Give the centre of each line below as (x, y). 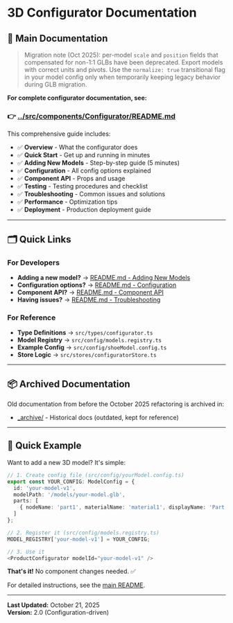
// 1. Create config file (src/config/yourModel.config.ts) (96, 475)
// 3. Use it (26, 552)
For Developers (34, 263)
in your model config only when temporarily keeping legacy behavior (122, 77)
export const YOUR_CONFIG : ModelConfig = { (71, 482)
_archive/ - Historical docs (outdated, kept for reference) (98, 418)
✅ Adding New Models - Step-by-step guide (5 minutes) (98, 163)
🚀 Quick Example (44, 446)
